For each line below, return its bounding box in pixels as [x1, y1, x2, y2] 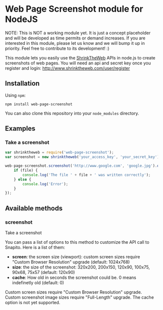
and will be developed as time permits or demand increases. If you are [5, 35, 146, 41]
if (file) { [14, 168, 38, 173]
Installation [5, 79, 40, 88]
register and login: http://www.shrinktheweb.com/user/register [5, 65, 130, 71]
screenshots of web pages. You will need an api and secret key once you [5, 60, 151, 66]
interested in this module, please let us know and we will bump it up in [5, 40, 145, 46]
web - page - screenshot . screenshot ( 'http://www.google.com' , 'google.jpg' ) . [5, 163, 158, 169]
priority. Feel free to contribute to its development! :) [5, 45, 110, 51]
